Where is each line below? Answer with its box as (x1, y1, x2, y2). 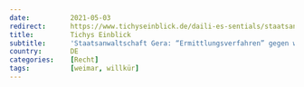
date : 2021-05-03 (9, 13, 111, 23)
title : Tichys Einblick (9, 30, 131, 39)
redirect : (9, 22, 47, 31)
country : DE (9, 47, 79, 56)
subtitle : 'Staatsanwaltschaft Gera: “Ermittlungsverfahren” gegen (9, 38, 290, 48)
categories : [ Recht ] (9, 55, 100, 64)
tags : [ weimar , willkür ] (9, 64, 140, 73)
